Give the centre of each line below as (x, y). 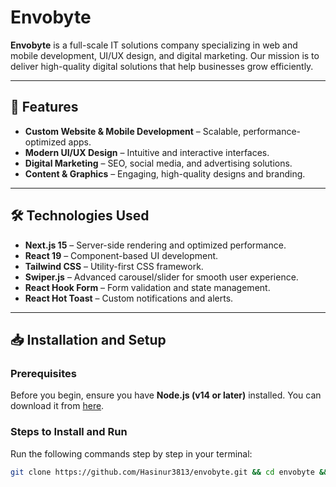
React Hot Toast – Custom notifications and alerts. (129, 298)
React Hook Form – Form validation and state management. (147, 287)
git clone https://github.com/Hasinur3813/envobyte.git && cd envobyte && (169, 472)
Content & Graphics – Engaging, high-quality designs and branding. (165, 173)
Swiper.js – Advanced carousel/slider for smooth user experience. (161, 277)
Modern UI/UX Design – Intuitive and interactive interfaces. (147, 152)
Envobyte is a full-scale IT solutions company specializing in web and (154, 45)
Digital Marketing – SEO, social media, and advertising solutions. (158, 163)
